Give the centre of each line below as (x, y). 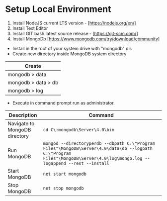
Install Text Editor (30, 28)
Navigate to (21, 123)
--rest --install (89, 163)
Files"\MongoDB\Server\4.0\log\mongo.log (93, 158)
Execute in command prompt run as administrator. (64, 102)
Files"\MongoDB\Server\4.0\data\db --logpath (98, 148)
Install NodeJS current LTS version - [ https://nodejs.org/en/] (74, 23)
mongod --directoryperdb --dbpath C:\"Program (99, 143)
